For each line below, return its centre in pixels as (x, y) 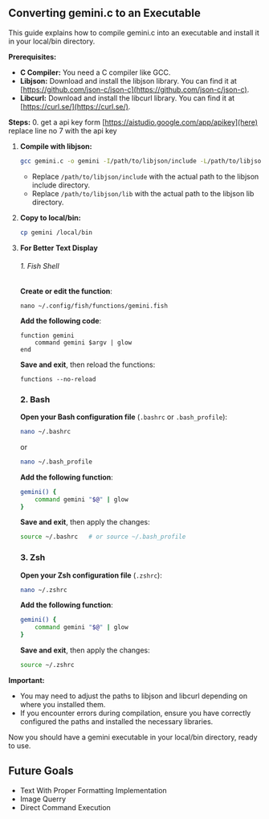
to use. (20, 745)
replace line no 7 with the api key (63, 130)
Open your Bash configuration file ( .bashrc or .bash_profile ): (123, 417)
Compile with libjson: (56, 146)
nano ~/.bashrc (45, 432)
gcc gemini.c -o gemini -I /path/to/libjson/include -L (114, 161)
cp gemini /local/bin (56, 233)
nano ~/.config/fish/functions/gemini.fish (94, 306)
